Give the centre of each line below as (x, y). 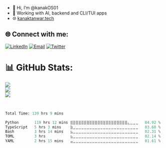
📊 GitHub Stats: (39, 67)
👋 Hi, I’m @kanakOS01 (35, 8)
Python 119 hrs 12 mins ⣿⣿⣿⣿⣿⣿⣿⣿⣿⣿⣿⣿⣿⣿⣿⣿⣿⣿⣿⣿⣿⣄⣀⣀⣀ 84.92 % (83, 122)
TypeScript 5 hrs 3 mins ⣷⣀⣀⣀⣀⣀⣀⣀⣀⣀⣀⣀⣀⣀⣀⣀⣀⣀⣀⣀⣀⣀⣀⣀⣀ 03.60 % (83, 127)
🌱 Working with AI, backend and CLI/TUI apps (59, 13)
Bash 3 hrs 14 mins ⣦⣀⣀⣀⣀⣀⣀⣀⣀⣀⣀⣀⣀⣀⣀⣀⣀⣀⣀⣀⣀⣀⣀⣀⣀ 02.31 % (83, 132)
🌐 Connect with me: (37, 34)
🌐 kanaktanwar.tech (33, 18)
